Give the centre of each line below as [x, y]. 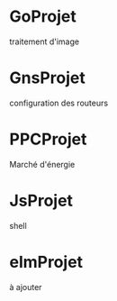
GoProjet [43, 17]
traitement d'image [44, 41]
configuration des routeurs [59, 103]
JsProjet [41, 201]
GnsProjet [47, 78]
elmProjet [46, 262]
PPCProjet [48, 139]
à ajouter [26, 287]
